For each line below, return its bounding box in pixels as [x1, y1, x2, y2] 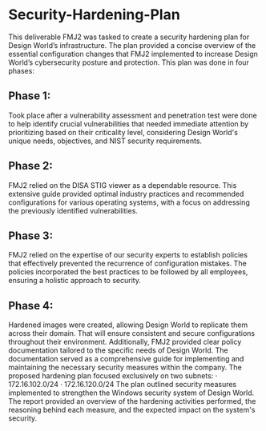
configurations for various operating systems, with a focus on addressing [8, 198, 250, 207]
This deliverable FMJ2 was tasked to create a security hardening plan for [8, 32, 250, 42]
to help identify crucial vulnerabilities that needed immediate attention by [8, 118, 249, 129]
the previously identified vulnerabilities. [8, 206, 139, 215]
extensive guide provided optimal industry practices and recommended [8, 189, 244, 198]
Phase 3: [8, 229, 54, 242]
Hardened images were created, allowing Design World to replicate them [8, 320, 248, 329]
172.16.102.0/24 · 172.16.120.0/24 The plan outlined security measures [8, 380, 237, 389]
